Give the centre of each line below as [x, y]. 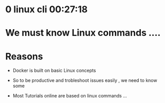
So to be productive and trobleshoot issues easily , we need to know [85, 80]
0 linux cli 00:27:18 [47, 9]
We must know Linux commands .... [83, 33]
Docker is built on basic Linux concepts [54, 71]
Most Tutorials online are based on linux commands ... [70, 96]
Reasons [24, 56]
